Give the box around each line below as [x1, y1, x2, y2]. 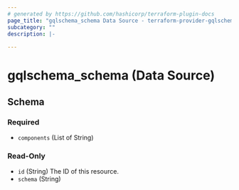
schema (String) [17, 175, 62, 184]
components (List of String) [17, 133, 94, 142]
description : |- [7, 30, 55, 38]
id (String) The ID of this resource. [17, 167, 119, 176]
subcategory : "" [7, 23, 55, 31]
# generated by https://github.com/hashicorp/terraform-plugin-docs [7, 10, 215, 18]
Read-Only [7, 151, 46, 161]
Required [7, 117, 40, 127]
